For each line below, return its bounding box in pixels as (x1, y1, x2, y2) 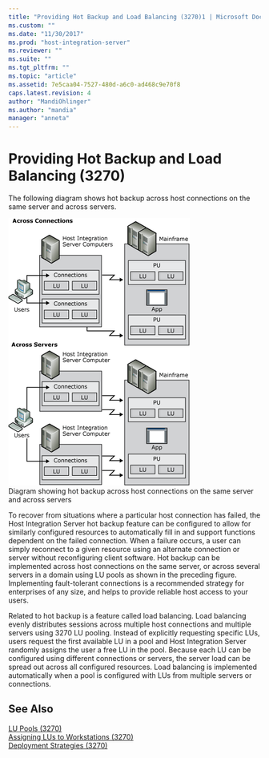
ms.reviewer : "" (8, 46, 62, 55)
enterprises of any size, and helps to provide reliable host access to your (8, 587, 248, 597)
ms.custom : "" (8, 21, 56, 30)
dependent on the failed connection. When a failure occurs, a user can (8, 536, 242, 546)
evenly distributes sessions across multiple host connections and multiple (8, 619, 252, 629)
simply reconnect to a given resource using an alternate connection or (8, 545, 240, 554)
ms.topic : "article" (8, 72, 78, 80)
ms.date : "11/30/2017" (8, 30, 84, 38)
